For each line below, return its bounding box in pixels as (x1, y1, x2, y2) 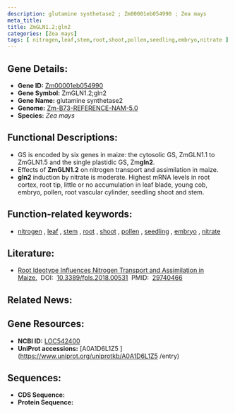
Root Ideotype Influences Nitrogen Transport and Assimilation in (17, 266, 205, 275)
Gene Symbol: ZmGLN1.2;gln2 (17, 89, 107, 97)
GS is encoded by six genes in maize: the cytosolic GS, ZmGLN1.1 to (17, 150, 215, 159)
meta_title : (7, 17, 42, 24)
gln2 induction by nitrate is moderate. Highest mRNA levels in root (17, 173, 210, 181)
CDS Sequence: (17, 390, 66, 399)
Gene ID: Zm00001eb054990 (17, 81, 104, 90)
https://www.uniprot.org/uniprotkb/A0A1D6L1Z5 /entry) (20, 352, 180, 360)
